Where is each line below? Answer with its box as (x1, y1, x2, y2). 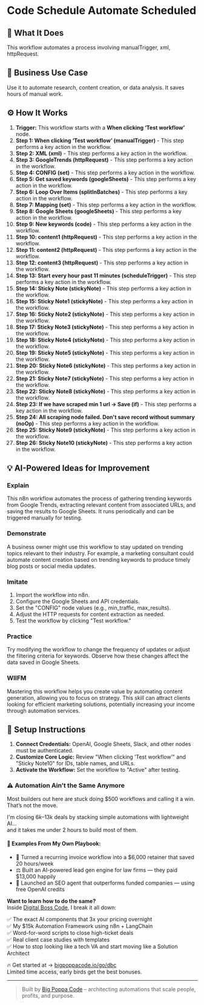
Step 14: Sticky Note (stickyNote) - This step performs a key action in (15, 285, 192, 292)
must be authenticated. (15, 747, 74, 754)
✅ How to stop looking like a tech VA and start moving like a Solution (7, 943, 178, 950)
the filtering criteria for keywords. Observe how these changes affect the (7, 652, 189, 660)
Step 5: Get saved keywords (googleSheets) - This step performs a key (15, 175, 196, 182)
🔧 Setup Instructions (7, 724, 86, 734)
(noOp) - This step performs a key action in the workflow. (15, 420, 160, 427)
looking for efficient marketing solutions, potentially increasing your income (7, 700, 196, 708)
